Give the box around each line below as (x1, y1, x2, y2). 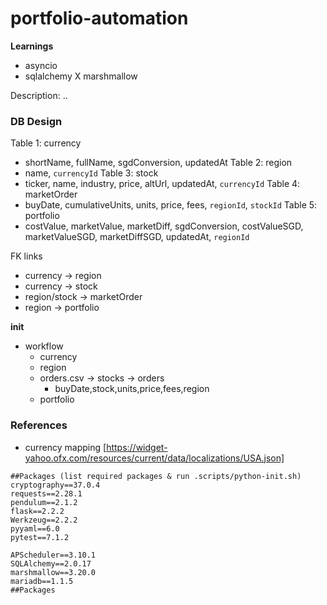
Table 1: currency (10, 137, 82, 149)
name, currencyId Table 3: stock (24, 167, 159, 179)
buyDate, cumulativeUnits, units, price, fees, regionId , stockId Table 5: (24, 199, 318, 211)
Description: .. (10, 89, 68, 101)
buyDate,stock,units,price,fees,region (54, 383, 210, 395)
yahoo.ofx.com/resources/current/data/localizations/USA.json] (24, 452, 285, 464)
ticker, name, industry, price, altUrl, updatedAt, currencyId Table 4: (24, 178, 301, 190)
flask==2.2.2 (10, 506, 65, 516)
